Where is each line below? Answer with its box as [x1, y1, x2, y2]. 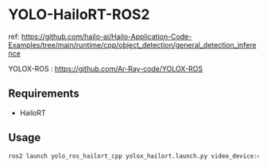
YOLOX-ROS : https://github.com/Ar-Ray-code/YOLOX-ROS [8, 63, 203, 73]
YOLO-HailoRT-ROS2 [8, 6, 150, 24]
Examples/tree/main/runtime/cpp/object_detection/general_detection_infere [8, 40, 257, 49]
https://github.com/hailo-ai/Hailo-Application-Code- [21, 32, 192, 41]
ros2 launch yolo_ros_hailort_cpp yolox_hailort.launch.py [8, 152, 208, 160]
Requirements [8, 87, 79, 101]
